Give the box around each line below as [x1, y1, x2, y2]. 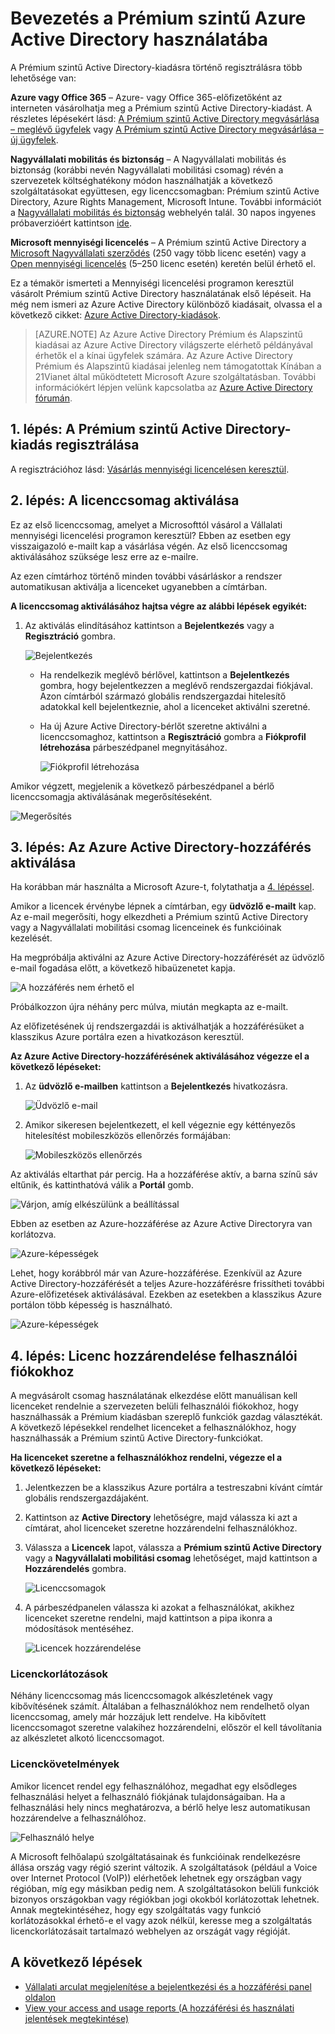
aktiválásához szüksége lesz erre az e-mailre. [10, 550, 199, 562]
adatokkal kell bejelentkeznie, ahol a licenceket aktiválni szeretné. [39, 700, 311, 712]
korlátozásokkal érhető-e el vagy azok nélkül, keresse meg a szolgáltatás [10, 1914, 313, 1926]
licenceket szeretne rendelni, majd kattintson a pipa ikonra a [24, 1612, 273, 1624]
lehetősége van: [10, 72, 77, 84]
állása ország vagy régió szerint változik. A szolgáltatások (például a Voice [10, 1861, 318, 1873]
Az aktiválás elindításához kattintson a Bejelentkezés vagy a [24, 619, 275, 631]
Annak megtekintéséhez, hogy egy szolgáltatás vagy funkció [10, 1903, 262, 1916]
